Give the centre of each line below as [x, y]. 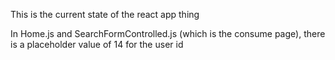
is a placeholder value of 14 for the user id [97, 44]
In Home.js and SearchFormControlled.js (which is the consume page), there [168, 33]
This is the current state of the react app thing [105, 14]
